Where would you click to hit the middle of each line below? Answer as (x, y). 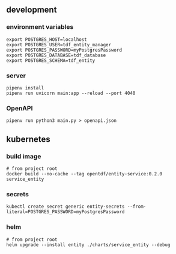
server (16, 76)
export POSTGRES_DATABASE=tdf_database (56, 55)
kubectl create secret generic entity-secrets (65, 207)
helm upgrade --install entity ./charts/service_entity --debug (88, 245)
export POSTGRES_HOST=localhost (47, 39)
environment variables (40, 27)
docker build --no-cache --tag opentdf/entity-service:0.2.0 (84, 174)
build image (24, 156)
